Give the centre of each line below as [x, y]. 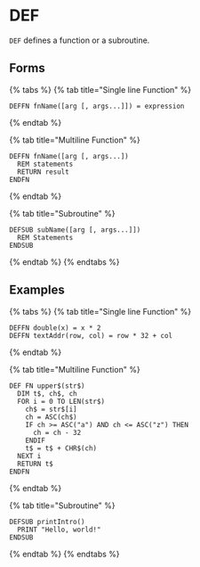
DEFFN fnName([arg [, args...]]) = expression [97, 106]
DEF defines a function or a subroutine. [80, 40]
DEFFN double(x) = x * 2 [55, 328]
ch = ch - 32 [57, 432]
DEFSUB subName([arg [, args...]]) [75, 230]
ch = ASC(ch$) [51, 417]
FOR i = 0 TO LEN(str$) [61, 401]
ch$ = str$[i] [51, 409]
